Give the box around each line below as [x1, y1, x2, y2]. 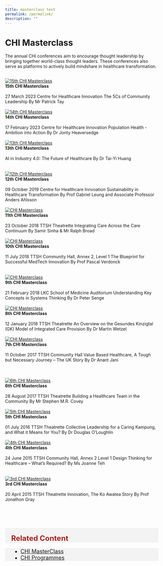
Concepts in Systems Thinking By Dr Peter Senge [5, 295, 105, 301]
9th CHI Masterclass [5, 280, 48, 285]
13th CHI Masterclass [5, 145, 49, 151]
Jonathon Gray [5, 496, 35, 502]
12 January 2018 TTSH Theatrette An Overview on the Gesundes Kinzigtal [5, 321, 153, 327]
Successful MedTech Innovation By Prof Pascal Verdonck [5, 259, 121, 265]
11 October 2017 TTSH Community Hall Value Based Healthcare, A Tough [5, 352, 151, 358]
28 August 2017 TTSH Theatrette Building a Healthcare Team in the [5, 393, 140, 399]
